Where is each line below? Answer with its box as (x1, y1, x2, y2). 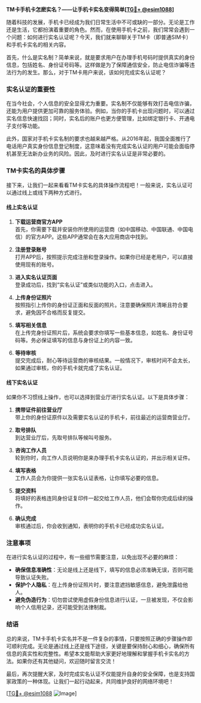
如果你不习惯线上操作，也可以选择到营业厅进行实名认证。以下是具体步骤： (6, 394, 190, 400)
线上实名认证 (6, 204, 38, 211)
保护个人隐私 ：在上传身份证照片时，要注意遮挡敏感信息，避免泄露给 (14, 581, 183, 589)
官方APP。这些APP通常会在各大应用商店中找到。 (31, 233, 151, 240)
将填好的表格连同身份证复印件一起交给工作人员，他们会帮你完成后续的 (14, 494, 188, 502)
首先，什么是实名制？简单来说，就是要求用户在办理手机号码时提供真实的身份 (6, 54, 195, 61)
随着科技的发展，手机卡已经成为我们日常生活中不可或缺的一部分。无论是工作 (6, 19, 195, 26)
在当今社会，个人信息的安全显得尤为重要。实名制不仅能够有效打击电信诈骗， (6, 100, 195, 107)
